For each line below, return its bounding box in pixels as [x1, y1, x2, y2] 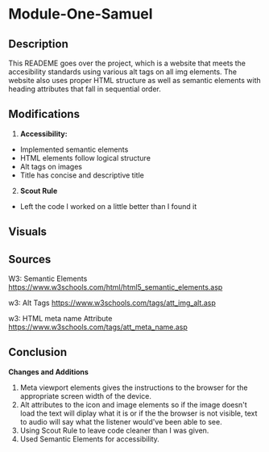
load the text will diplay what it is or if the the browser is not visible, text [19, 408, 258, 418]
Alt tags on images [19, 161, 83, 171]
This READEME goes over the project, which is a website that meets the [8, 58, 246, 68]
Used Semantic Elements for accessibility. [19, 433, 159, 444]
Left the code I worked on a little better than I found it [19, 201, 197, 211]
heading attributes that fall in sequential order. [8, 84, 161, 94]
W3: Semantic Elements [8, 274, 88, 283]
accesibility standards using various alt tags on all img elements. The [8, 67, 238, 77]
